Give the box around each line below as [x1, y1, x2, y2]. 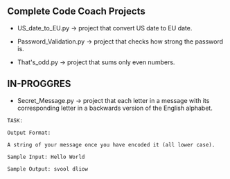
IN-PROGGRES [7, 78, 71, 90]
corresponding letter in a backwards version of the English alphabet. [17, 104, 213, 112]
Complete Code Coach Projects [7, 6, 145, 17]
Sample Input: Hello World [7, 153, 85, 160]
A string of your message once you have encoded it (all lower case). [7, 141, 215, 148]
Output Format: [7, 129, 51, 136]
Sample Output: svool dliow [7, 165, 89, 172]
